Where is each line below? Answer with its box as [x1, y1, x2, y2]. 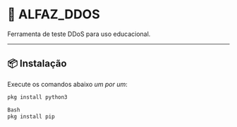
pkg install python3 [7, 93, 68, 101]
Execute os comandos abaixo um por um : [7, 80, 128, 88]
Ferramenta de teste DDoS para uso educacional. [7, 30, 151, 38]
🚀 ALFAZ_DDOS [7, 6, 100, 23]
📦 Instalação [7, 58, 67, 70]
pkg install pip [7, 113, 55, 120]
